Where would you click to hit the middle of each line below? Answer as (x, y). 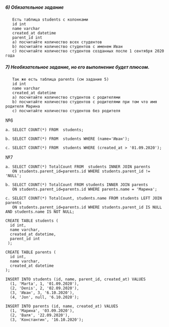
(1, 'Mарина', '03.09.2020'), (42, 311)
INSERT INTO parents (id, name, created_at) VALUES (62, 306)
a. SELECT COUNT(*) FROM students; (44, 130)
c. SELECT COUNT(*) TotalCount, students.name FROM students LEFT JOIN (83, 198)
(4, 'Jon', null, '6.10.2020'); (45, 297)
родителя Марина (23, 106)
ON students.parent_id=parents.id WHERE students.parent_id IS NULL (87, 207)
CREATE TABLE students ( (32, 221)
